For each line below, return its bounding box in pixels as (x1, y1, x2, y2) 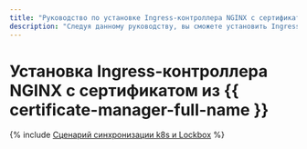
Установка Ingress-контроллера (9, 61, 269, 82)
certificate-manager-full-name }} (9, 99, 270, 120)
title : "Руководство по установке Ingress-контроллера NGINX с (9, 13, 256, 23)
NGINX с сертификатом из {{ (9, 80, 239, 101)
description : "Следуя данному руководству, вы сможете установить (9, 22, 268, 31)
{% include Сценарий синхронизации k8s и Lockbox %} (9, 129, 226, 141)
